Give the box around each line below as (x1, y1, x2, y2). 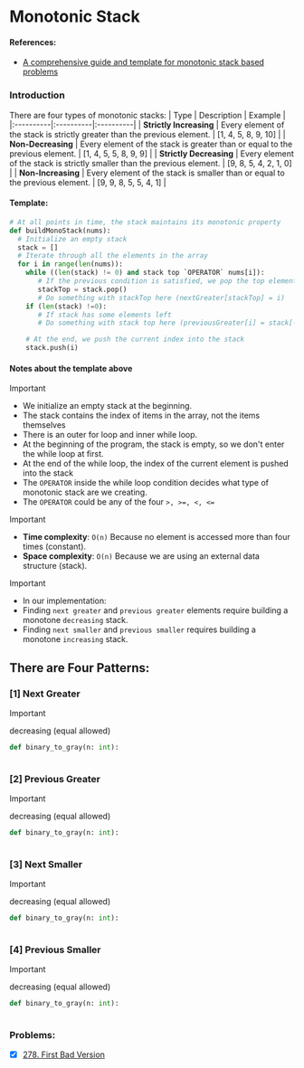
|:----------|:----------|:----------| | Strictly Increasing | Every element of (9, 119, 285, 130)
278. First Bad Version (22, 1049, 106, 1060)
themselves (22, 420, 66, 430)
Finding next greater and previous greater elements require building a (22, 605, 289, 616)
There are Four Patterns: (9, 660, 150, 676)
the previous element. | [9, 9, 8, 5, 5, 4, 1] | (9, 176, 167, 187)
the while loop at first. (22, 449, 104, 459)
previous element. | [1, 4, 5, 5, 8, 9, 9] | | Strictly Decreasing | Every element (9, 147, 294, 159)
